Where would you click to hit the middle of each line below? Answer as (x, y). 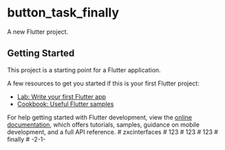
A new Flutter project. (38, 32)
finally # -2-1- (26, 139)
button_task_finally (63, 13)
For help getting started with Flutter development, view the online (100, 117)
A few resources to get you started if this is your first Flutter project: (103, 83)
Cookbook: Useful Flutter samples (65, 104)
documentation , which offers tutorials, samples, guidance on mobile (103, 125)
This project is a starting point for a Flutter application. (84, 69)
